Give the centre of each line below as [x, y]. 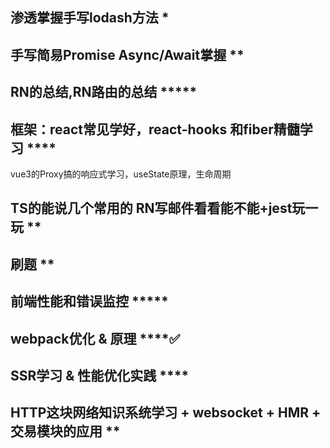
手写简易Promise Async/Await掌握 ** [127, 54]
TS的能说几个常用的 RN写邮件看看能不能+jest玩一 [164, 208]
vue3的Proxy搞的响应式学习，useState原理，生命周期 [121, 174]
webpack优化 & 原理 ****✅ [95, 338]
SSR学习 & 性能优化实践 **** [100, 375]
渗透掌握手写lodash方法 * [90, 18]
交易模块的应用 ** [65, 431]
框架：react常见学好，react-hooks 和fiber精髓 [155, 129]
